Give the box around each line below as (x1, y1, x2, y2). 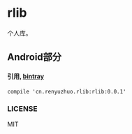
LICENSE (7, 104, 38, 114)
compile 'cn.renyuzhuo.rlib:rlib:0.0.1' (7, 88, 127, 95)
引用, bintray (7, 72, 44, 80)
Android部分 (7, 51, 61, 64)
